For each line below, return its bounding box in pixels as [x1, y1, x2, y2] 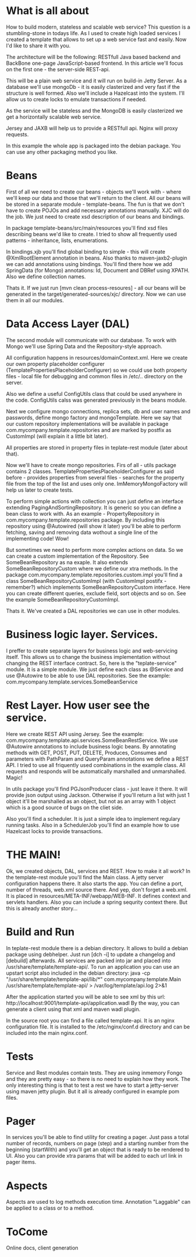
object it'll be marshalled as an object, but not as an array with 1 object [6, 797, 176, 804]
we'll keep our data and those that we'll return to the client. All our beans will [6, 194, 191, 201]
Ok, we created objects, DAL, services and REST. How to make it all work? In [6, 867, 191, 875]
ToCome [6, 1225, 48, 1238]
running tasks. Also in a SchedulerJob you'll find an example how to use [6, 821, 180, 828]
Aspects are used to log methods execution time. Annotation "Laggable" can [6, 1199, 191, 1206]
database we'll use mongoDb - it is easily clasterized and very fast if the [6, 83, 180, 90]
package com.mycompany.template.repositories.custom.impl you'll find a [6, 571, 183, 578]
